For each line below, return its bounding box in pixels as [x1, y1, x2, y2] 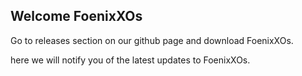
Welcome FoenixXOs [10, 8, 143, 25]
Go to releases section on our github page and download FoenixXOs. [10, 34, 294, 46]
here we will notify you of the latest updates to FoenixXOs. [10, 54, 251, 66]
